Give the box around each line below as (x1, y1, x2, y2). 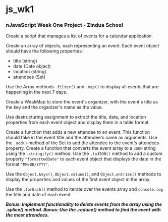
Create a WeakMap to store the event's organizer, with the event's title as (6, 99, 158, 105)
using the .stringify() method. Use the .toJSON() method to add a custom (6, 150, 163, 157)
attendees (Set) (13, 74, 46, 80)
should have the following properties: (6, 48, 83, 54)
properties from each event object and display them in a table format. (6, 120, 150, 126)
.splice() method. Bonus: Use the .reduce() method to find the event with (6, 207, 161, 213)
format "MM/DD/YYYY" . (6, 161, 49, 168)
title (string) (13, 58, 37, 64)
